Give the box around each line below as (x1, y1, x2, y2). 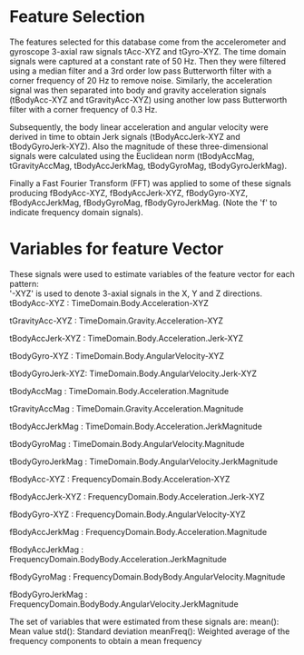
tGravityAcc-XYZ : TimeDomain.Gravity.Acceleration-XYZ (9, 315, 224, 326)
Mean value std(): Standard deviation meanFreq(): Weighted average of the (9, 625, 290, 637)
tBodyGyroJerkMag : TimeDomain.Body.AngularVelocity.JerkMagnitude (9, 456, 279, 467)
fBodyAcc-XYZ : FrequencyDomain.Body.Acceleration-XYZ (9, 473, 230, 484)
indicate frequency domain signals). (9, 206, 143, 217)
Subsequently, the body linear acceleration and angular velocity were (9, 121, 270, 133)
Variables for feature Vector (9, 239, 224, 260)
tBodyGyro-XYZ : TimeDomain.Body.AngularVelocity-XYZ (9, 350, 225, 361)
